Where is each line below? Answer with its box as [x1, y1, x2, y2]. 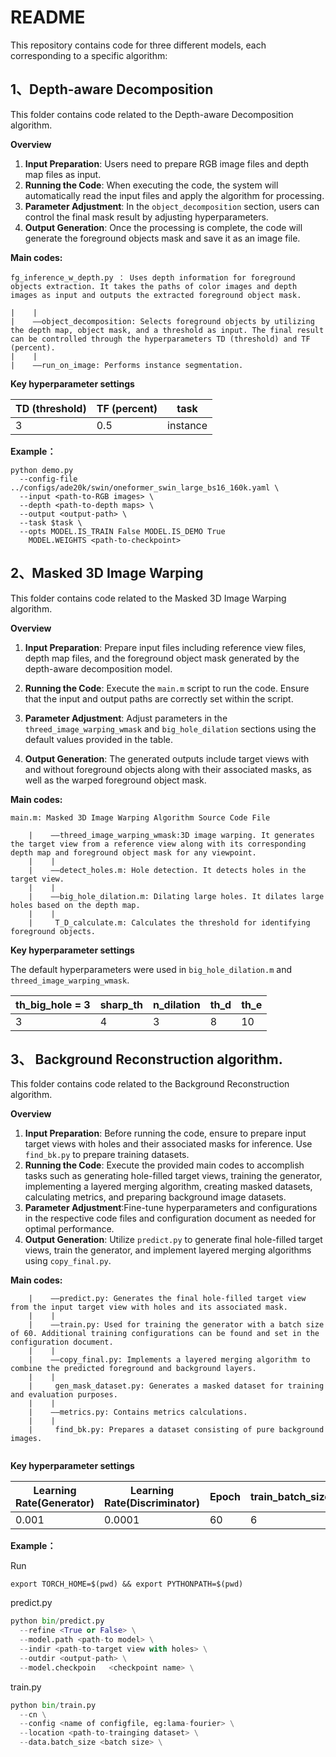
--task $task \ [19, 517, 83, 528]
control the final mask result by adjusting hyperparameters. [24, 211, 269, 223]
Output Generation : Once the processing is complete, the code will [24, 221, 303, 233]
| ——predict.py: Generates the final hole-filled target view [28, 1294, 307, 1304]
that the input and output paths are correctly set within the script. [24, 692, 294, 705]
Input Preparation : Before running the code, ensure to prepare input [24, 1127, 307, 1140]
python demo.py [10, 465, 74, 475]
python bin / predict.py [10, 1616, 105, 1626]
